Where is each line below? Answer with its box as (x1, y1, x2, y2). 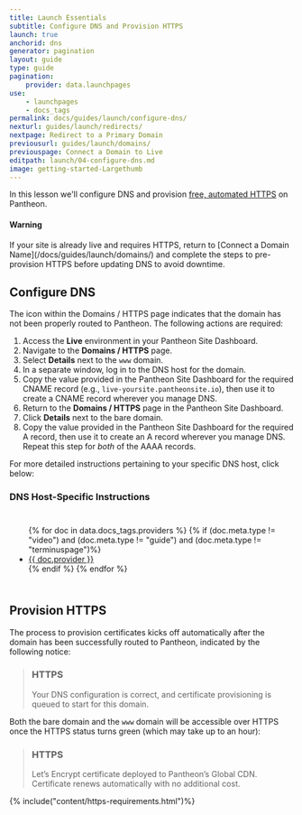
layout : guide (9, 55, 63, 64)
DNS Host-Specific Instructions (9, 491, 151, 504)
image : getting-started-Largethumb (9, 164, 143, 173)
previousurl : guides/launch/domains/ (9, 139, 151, 148)
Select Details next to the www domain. (22, 355, 164, 366)
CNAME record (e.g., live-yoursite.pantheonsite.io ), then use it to (22, 384, 275, 394)
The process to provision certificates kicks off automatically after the (9, 626, 265, 637)
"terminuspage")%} (28, 543, 102, 555)
